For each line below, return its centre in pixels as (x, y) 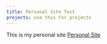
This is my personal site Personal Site (53, 34)
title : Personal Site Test (41, 12)
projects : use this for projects (49, 17)
